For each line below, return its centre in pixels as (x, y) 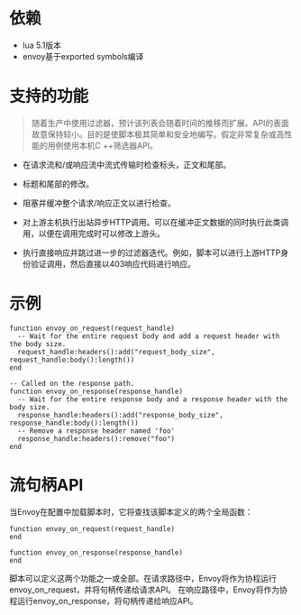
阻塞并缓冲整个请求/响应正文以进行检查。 (99, 203)
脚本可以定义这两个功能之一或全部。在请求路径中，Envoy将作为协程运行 (143, 578)
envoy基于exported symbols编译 (83, 56)
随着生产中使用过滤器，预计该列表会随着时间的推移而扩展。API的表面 (160, 123)
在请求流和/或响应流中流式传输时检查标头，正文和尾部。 (127, 164)
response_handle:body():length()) (74, 423)
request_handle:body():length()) (72, 360)
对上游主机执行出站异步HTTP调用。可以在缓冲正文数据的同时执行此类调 (155, 222)
